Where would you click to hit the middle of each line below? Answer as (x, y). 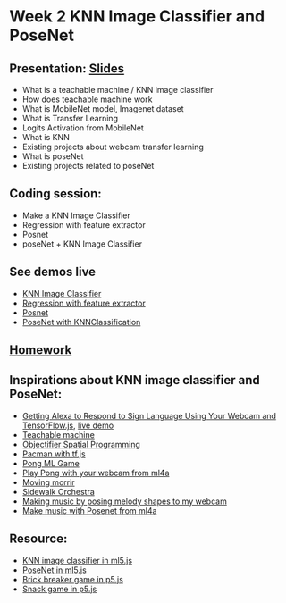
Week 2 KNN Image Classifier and (137, 17)
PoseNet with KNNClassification (81, 322)
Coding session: (56, 194)
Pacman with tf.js (54, 454)
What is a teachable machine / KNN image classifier (118, 90)
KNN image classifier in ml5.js (77, 560)
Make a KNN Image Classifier (76, 215)
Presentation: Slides (67, 68)
